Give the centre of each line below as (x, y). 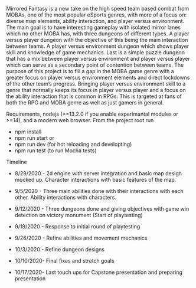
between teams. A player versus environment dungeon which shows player (98, 46)
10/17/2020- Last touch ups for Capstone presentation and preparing (99, 272)
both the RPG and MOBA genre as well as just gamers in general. (85, 102)
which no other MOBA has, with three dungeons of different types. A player (98, 34)
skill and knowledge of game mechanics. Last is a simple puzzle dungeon (95, 52)
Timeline (17, 162)
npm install (28, 132)
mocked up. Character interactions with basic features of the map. (95, 180)
